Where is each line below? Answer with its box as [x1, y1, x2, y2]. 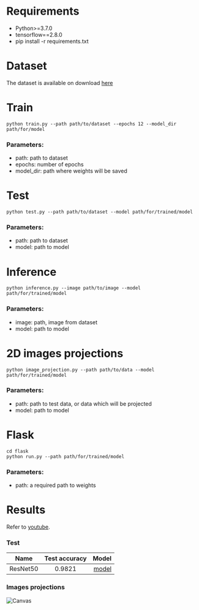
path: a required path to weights [15, 482, 96, 489]
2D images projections [6, 346, 124, 360]
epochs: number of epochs [15, 161, 84, 168]
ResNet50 [9, 565, 39, 573]
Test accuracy [44, 554, 87, 563]
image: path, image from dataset [15, 318, 98, 325]
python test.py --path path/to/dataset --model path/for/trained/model [6, 209, 193, 215]
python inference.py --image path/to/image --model [6, 285, 141, 291]
